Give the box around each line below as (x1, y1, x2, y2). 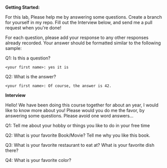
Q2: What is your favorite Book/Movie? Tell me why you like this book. (5, 132, 150, 138)
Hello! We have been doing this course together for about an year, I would (5, 102, 159, 108)
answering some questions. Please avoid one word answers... (5, 113, 134, 119)
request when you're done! (5, 25, 62, 31)
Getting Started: (5, 5, 40, 10)
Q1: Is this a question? (5, 55, 51, 61)
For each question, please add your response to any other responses (5, 35, 149, 40)
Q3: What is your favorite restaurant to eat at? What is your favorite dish (5, 142, 155, 148)
